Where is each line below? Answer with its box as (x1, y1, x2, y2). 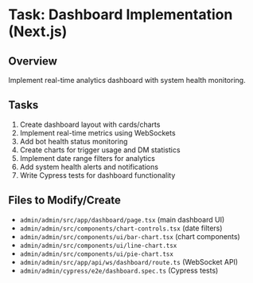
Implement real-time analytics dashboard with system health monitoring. (8, 76, 246, 85)
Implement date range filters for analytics (19, 153, 155, 163)
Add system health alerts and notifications (19, 162, 159, 171)
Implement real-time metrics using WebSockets (19, 128, 177, 137)
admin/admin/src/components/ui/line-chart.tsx (19, 242, 177, 250)
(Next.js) (8, 22, 68, 41)
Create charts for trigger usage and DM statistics (19, 145, 181, 155)
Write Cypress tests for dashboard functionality (19, 170, 176, 180)
